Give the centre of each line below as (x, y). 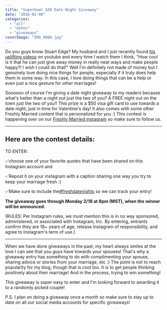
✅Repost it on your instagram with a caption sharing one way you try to (78, 176)
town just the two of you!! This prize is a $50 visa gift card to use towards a (82, 103)
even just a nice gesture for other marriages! (51, 83)
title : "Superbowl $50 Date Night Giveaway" (52, 10)
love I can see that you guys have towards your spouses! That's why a (77, 251)
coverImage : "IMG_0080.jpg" (34, 38)
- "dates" (20, 28)
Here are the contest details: (50, 139)
